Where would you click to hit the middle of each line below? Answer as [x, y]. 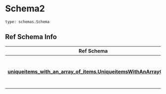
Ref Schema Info [31, 37]
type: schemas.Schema [27, 22]
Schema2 [25, 9]
